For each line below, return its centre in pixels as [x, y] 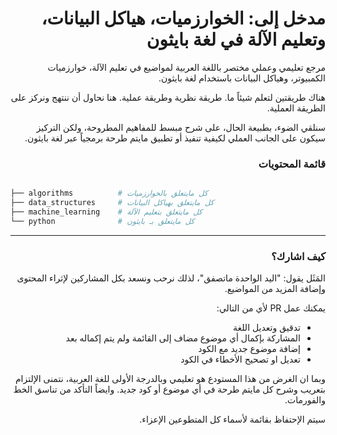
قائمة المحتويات [292, 164]
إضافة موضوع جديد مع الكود [249, 349]
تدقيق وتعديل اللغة [266, 328]
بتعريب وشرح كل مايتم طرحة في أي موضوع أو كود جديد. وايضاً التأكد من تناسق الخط [169, 389]
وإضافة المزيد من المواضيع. [275, 289]
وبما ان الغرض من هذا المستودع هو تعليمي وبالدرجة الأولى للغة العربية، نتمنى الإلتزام [170, 379]
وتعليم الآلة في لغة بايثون [236, 39]
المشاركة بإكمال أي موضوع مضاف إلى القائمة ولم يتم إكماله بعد [183, 338]
